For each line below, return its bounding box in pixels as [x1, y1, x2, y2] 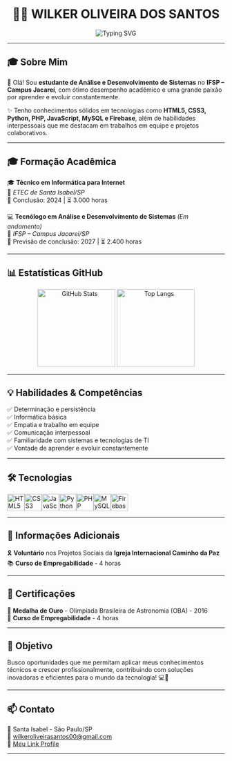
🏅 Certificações [7, 588, 76, 600]
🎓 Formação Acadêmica [7, 156, 117, 168]
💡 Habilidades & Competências [7, 386, 143, 399]
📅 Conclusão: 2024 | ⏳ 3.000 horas [7, 196, 108, 204]
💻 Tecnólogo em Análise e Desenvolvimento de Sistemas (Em [7, 212, 188, 220]
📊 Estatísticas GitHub [7, 267, 104, 279]
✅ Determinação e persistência [7, 405, 96, 413]
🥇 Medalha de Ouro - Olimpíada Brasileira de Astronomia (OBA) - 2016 [7, 606, 209, 615]
